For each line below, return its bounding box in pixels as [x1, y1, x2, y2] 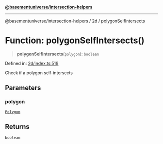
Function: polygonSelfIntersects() [5, 35, 145, 46]
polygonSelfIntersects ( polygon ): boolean [16, 51, 99, 57]
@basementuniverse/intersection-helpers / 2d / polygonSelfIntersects [5, 18, 146, 24]
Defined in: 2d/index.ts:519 [5, 60, 59, 66]
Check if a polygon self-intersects [5, 70, 73, 76]
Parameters [5, 84, 41, 92]
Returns [5, 123, 30, 131]
